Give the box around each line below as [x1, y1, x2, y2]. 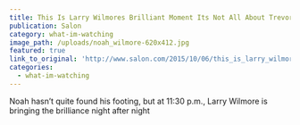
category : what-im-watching [9, 29, 114, 38]
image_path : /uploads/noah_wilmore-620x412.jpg [9, 37, 190, 47]
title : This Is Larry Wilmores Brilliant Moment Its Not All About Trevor [9, 12, 294, 22]
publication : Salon [9, 21, 82, 30]
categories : [9, 63, 54, 72]
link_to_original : [9, 54, 78, 63]
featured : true [9, 46, 66, 55]
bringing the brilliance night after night [9, 104, 150, 116]
